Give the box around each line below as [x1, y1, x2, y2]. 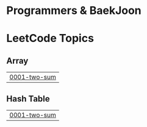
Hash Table [6, 94, 50, 104]
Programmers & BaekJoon [6, 4, 142, 18]
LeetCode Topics [6, 32, 95, 46]
